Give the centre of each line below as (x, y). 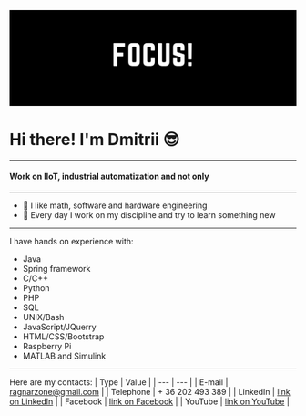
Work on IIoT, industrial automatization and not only (109, 177)
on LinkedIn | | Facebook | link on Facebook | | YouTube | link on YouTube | (149, 401)
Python (36, 287)
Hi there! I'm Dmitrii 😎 (95, 140)
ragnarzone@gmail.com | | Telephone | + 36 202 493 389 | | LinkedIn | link (150, 391)
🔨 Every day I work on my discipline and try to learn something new (149, 214)
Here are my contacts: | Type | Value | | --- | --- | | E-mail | (119, 382)
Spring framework (56, 268)
